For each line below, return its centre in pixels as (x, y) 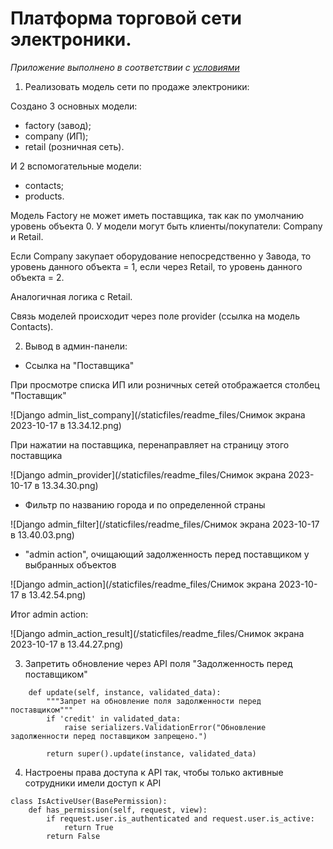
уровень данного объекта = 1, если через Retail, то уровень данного (156, 266)
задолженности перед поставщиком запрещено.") (109, 736)
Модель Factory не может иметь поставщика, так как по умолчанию (157, 215)
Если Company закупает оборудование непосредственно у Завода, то (161, 256)
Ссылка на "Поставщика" (79, 365)
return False (73, 836)
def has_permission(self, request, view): (118, 810)
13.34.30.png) (70, 485)
